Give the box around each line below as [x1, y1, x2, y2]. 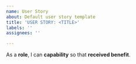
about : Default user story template [6, 14, 96, 20]
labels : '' [6, 24, 33, 31]
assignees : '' [6, 30, 41, 36]
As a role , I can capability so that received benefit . [6, 51, 131, 58]
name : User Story [6, 8, 49, 15]
